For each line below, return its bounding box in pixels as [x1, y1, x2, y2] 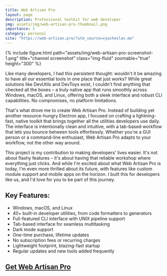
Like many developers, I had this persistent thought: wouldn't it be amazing [5, 70, 162, 76]
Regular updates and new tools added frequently [12, 248, 115, 254]
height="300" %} [5, 60, 41, 67]
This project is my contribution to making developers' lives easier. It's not [5, 149, 158, 156]
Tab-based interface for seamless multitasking [12, 221, 110, 227]
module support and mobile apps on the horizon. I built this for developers [5, 171, 160, 177]
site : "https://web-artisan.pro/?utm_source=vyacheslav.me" [5, 36, 135, 41]
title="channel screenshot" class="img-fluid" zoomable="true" [19, 55, 151, 61]
